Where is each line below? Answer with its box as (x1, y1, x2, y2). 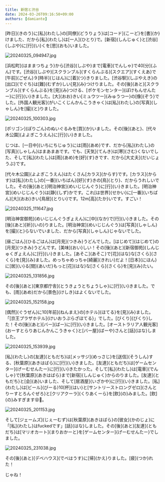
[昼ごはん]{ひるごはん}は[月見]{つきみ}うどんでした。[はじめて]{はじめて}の (5, 239, 159, 244)
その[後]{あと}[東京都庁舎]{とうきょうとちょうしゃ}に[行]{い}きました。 (5, 283, 151, 289)
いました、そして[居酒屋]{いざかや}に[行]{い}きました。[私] (39, 378, 160, 384)
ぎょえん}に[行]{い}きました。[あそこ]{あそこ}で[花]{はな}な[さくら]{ (13, 251, 153, 257)
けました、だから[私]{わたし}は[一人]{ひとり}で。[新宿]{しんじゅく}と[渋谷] (5, 36, 158, 42)
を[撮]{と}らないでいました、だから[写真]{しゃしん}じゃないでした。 (5, 228, 144, 234)
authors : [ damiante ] (5, 16, 48, 21)
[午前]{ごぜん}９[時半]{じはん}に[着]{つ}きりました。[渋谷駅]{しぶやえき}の (5, 75, 158, 81)
